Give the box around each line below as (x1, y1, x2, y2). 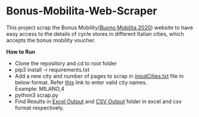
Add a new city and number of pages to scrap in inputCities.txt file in (14, 72, 184, 79)
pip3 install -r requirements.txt (14, 66, 90, 73)
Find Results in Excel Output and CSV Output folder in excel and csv (14, 97, 182, 105)
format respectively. (14, 104, 64, 111)
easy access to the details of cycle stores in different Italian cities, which (6, 30, 184, 37)
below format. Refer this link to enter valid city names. (14, 79, 148, 86)
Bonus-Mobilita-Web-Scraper (6, 4, 158, 18)
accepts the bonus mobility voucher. (6, 36, 96, 44)
